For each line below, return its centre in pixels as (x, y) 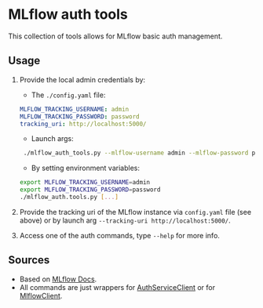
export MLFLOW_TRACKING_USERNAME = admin (85, 183)
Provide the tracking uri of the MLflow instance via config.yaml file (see (135, 212)
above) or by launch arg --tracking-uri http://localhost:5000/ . (125, 220)
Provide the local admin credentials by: (82, 79)
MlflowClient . (41, 295)
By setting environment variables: (85, 168)
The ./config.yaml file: (68, 95)
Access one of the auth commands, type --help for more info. (119, 235)
